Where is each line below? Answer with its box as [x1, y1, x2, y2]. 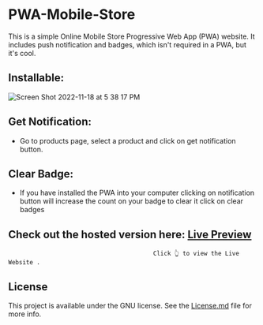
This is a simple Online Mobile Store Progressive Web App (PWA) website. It [8, 32, 255, 41]
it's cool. [8, 48, 36, 58]
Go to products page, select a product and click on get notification [19, 136, 236, 145]
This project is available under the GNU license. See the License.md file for [8, 301, 253, 310]
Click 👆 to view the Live [152, 250, 239, 258]
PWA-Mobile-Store [8, 6, 136, 24]
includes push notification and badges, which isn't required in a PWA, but [8, 39, 247, 49]
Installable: [8, 71, 65, 84]
